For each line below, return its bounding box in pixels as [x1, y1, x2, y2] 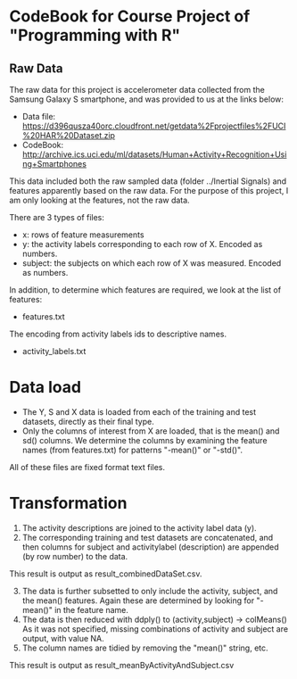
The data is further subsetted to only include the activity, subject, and [21, 585, 278, 596]
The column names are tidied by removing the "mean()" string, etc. [21, 642, 269, 653]
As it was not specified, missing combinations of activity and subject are [21, 623, 288, 634]
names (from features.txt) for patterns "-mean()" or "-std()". [21, 444, 243, 455]
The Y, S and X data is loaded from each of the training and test [21, 406, 257, 417]
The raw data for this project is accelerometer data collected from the [9, 85, 265, 95]
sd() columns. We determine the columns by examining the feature [21, 435, 268, 445]
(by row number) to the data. [21, 551, 128, 561]
